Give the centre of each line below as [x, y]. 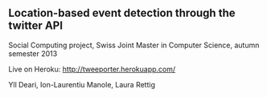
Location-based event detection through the [122, 13]
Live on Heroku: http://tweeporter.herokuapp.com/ [92, 69]
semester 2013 [33, 53]
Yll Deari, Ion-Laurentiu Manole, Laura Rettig [82, 84]
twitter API [35, 26]
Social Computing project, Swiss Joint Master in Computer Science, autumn [134, 45]
